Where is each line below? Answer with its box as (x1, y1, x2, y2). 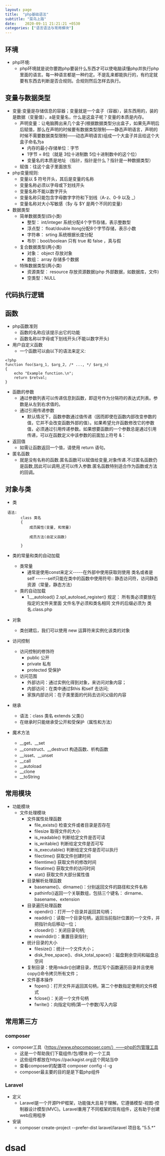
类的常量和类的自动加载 (12, 553, 60, 558)
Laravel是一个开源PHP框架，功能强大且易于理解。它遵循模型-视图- (19, 1100, 155, 1106)
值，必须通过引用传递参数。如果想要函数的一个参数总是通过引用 (27, 426, 157, 432)
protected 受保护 (27, 667, 62, 673)
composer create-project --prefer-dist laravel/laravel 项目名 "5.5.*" (19, 1124, 156, 1130)
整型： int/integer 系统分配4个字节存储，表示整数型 (27, 219, 131, 225)
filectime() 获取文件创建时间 (34, 853, 91, 859)
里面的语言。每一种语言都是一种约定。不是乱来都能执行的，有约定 (19, 71, 154, 77)
